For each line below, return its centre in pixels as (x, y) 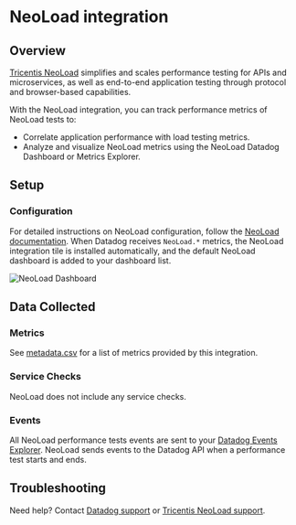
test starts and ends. (48, 459)
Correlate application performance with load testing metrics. (136, 137)
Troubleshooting (58, 488)
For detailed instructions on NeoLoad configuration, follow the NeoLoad (144, 231)
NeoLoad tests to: (43, 119)
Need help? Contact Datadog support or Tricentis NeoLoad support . (137, 510)
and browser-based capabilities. (70, 92)
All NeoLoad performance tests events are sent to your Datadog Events (143, 440)
